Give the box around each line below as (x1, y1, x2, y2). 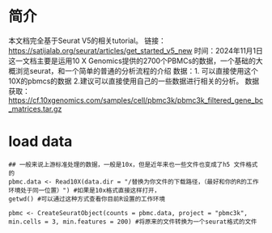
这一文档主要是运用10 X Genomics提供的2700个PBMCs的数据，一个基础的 (8, 56, 257, 66)
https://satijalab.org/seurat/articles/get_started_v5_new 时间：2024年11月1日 (8, 45, 263, 55)
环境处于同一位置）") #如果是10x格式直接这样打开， (8, 186, 160, 194)
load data (8, 133, 73, 150)
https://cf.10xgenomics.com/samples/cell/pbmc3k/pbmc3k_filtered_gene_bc (8, 95, 264, 105)
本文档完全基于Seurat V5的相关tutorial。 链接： (8, 36, 166, 45)
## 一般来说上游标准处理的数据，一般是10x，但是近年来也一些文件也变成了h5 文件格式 (8, 160, 258, 168)
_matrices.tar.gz (8, 104, 62, 113)
